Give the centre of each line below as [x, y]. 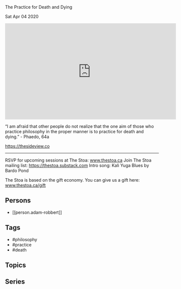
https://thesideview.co [27, 146]
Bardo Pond [17, 171]
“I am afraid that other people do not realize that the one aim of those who [80, 126]
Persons [18, 200]
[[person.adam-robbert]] [37, 212]
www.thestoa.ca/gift [25, 185]
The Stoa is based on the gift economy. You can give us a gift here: [72, 180]
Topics [16, 265]
